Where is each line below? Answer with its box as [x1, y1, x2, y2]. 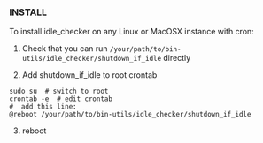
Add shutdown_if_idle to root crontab [21, 70, 158, 80]
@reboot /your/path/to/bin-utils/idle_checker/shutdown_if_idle [9, 110, 251, 119]
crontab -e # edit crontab [9, 94, 113, 103]
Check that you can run [21, 43, 108, 54]
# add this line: [9, 102, 77, 111]
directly [163, 53, 191, 64]
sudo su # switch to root [9, 87, 109, 96]
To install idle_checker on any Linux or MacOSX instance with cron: [9, 26, 254, 37]
